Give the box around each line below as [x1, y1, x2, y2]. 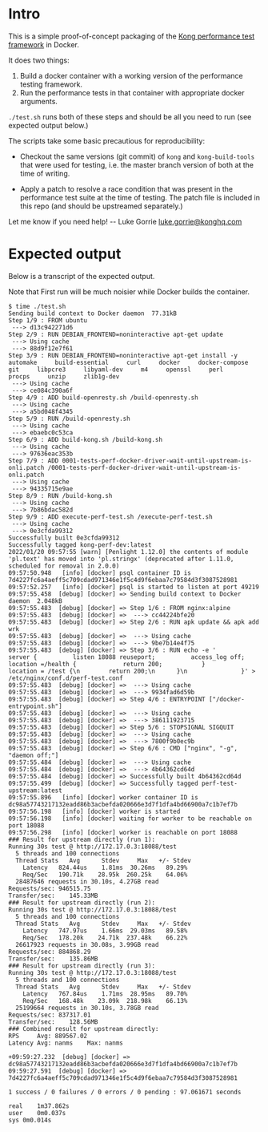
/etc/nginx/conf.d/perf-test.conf [8, 674, 124, 682]
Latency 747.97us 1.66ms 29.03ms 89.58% [22, 927, 188, 935]
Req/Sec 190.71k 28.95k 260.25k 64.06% [22, 871, 188, 879]
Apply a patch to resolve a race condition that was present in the [19, 184, 234, 193]
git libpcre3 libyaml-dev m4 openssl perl [8, 366, 224, 374]
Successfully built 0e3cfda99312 [8, 534, 120, 542]
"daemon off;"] [8, 751, 59, 759]
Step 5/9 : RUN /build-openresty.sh [8, 414, 130, 422]
